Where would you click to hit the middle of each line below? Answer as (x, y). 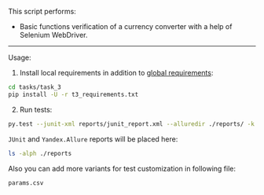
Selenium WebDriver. (53, 35)
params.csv (26, 183)
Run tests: (36, 109)
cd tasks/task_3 (35, 87)
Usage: (20, 57)
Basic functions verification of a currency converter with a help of (126, 26)
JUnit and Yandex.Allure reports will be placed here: (93, 139)
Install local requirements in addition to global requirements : (116, 73)
